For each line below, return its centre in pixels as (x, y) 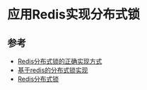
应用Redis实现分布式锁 (73, 15)
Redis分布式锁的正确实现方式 (60, 61)
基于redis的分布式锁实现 (53, 70)
